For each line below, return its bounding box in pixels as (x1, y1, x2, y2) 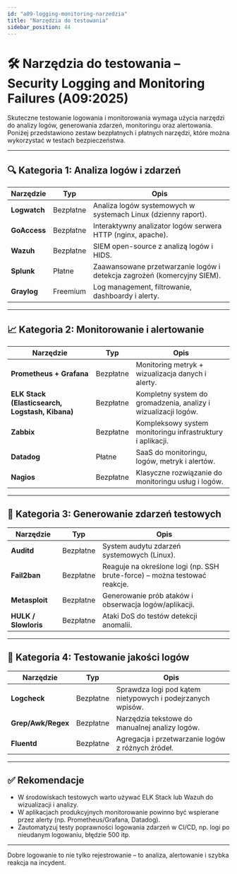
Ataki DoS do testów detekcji (102, 611, 197, 621)
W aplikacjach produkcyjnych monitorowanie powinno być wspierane (17, 808, 219, 817)
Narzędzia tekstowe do (116, 713, 193, 723)
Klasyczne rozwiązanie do (135, 468, 223, 478)
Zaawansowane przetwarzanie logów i (92, 262, 221, 272)
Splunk (11, 266, 35, 276)
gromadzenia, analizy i (135, 398, 210, 408)
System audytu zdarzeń (102, 541, 181, 551)
